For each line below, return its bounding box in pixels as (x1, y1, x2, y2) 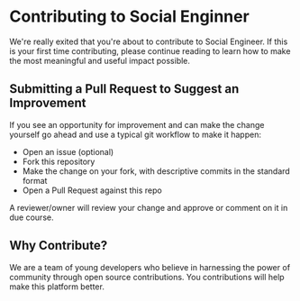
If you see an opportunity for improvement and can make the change (9, 119, 265, 130)
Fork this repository (22, 156, 95, 167)
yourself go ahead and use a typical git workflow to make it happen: (9, 129, 261, 140)
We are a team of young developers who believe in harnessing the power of (9, 261, 291, 272)
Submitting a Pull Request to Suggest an (9, 81, 240, 96)
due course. (9, 212, 54, 223)
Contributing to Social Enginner (9, 6, 250, 27)
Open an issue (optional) (22, 146, 114, 157)
